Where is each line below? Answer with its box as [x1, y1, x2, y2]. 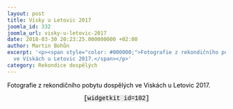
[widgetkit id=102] [83, 94, 150, 102]
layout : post [7, 10, 45, 17]
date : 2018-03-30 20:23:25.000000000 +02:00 [7, 36, 138, 43]
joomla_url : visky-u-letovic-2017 [7, 29, 107, 37]
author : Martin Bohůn [7, 42, 70, 49]
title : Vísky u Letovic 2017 [7, 17, 92, 24]
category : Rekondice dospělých [7, 62, 98, 69]
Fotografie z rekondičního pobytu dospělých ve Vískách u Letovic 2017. [7, 81, 211, 89]
